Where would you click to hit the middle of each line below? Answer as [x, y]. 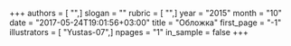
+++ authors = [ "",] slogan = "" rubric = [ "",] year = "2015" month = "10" [146, 13]
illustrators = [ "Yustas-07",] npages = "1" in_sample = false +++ [129, 32]
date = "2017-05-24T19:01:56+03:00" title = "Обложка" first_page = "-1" [145, 23]
